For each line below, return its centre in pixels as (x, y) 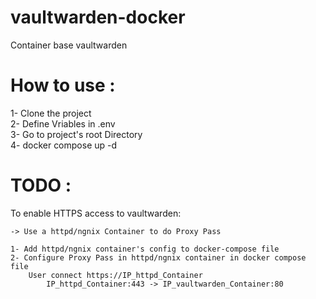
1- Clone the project (51, 113)
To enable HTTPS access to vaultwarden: (96, 213)
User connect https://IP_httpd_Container (115, 275)
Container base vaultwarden (69, 45)
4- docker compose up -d (64, 145)
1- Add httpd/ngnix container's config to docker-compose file (145, 249)
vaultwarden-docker (98, 17)
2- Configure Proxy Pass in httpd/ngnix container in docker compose (158, 257)
